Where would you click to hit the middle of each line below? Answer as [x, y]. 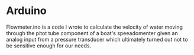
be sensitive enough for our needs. [49, 46]
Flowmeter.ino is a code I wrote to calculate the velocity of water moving [95, 27]
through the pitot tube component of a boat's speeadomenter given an [92, 33]
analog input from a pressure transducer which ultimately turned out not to [97, 39]
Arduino [26, 11]
